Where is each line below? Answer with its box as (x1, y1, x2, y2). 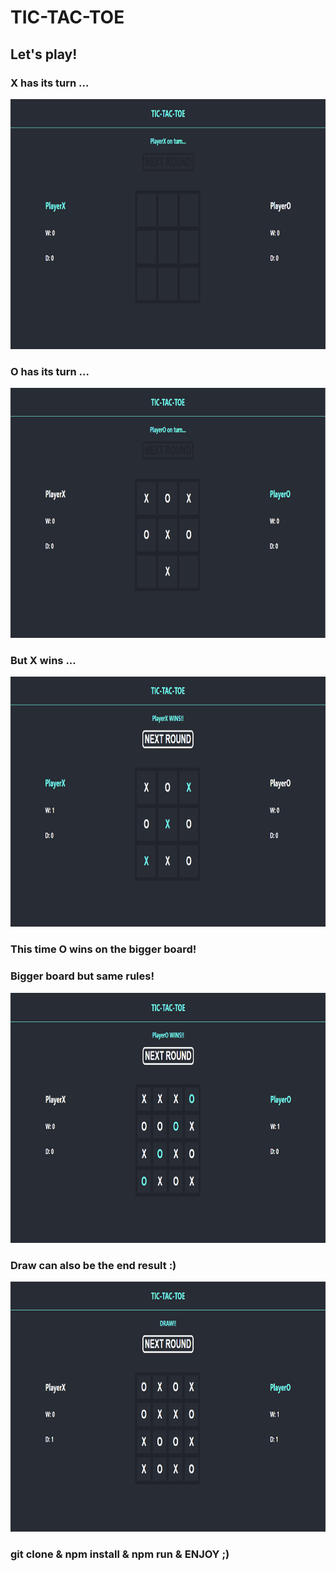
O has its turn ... (10, 364, 90, 378)
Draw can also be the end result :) (10, 1258, 177, 1272)
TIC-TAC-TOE (10, 6, 125, 29)
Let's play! (10, 46, 78, 63)
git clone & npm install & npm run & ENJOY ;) (10, 1547, 230, 1561)
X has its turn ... (10, 76, 90, 90)
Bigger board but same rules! (10, 969, 155, 983)
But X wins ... (10, 654, 77, 668)
